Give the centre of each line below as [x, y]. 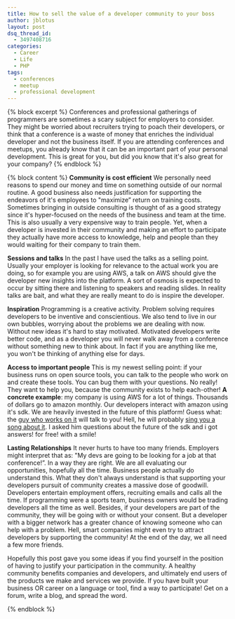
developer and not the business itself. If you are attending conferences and [116, 142]
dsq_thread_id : [29, 33]
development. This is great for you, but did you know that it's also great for [115, 157]
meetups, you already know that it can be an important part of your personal [117, 149]
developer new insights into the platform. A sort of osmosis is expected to [114, 280]
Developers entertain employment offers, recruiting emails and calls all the [115, 493]
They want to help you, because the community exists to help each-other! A [117, 390]
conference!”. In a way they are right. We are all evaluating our [97, 463]
